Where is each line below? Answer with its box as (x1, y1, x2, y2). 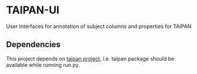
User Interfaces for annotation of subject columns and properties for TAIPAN (6, 23, 192, 30)
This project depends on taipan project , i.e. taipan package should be (6, 55, 175, 62)
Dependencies (6, 40, 61, 50)
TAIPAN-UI (6, 3, 60, 17)
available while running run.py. (6, 61, 81, 68)
